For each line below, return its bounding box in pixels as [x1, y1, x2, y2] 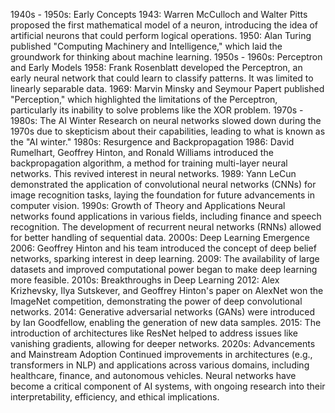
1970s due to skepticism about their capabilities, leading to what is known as [10, 125, 326, 137]
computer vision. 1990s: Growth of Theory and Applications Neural [10, 200, 286, 211]
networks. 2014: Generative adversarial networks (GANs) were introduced [10, 306, 315, 318]
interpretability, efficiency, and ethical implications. [10, 391, 220, 403]
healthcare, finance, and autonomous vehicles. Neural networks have [10, 370, 297, 381]
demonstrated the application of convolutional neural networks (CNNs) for [10, 179, 317, 190]
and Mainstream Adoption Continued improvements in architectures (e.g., [10, 349, 313, 360]
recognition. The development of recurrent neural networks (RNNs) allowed [10, 221, 322, 233]
